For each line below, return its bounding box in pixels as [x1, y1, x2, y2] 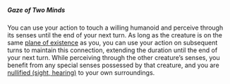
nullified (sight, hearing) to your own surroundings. [7, 68, 155, 77]
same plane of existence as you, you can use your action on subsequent [7, 38, 218, 47]
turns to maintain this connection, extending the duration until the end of [7, 46, 218, 54]
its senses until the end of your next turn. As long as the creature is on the [7, 30, 222, 39]
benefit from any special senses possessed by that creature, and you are [7, 61, 220, 69]
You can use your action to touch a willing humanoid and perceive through [7, 23, 224, 32]
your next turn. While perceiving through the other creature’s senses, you [7, 53, 220, 61]
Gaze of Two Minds [7, 6, 66, 14]
